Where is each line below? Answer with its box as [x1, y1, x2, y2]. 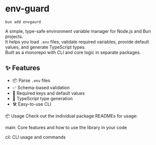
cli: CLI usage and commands [5, 134, 66, 140]
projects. [5, 33, 23, 39]
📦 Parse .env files [12, 77, 51, 83]
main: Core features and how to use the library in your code [5, 124, 127, 130]
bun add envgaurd [5, 19, 41, 24]
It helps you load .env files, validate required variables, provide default [5, 38, 149, 45]
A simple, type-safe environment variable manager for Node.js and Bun [5, 28, 151, 34]
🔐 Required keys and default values [12, 90, 85, 96]
